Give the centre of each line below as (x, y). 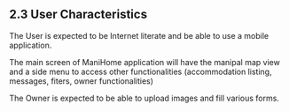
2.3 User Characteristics (78, 15)
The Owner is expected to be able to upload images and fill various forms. (144, 98)
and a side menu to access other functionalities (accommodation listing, (141, 71)
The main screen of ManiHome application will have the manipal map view (145, 62)
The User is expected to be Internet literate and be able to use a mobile (139, 35)
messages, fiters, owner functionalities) (81, 81)
